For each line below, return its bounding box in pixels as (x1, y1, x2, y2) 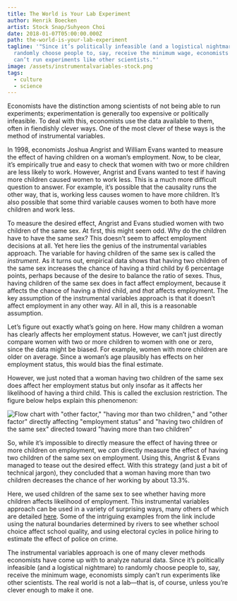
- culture (13, 75, 42, 83)
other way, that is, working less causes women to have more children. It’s (7, 190, 220, 199)
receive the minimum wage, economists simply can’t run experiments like (7, 571, 221, 579)
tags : (7, 69, 23, 76)
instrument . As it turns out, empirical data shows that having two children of (7, 257, 228, 265)
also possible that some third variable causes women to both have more (7, 198, 217, 207)
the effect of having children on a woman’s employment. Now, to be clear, (7, 153, 221, 162)
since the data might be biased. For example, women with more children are (7, 345, 228, 353)
